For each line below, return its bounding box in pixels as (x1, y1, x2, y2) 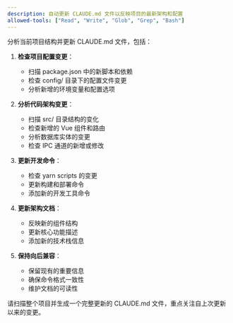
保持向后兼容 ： (17, 251, 61, 260)
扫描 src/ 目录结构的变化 (28, 114, 99, 123)
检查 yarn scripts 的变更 (28, 171, 97, 180)
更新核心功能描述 (28, 227, 78, 236)
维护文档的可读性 (28, 284, 78, 293)
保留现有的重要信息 (28, 266, 85, 275)
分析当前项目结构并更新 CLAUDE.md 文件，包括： (7, 37, 153, 46)
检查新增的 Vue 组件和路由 (28, 123, 106, 132)
